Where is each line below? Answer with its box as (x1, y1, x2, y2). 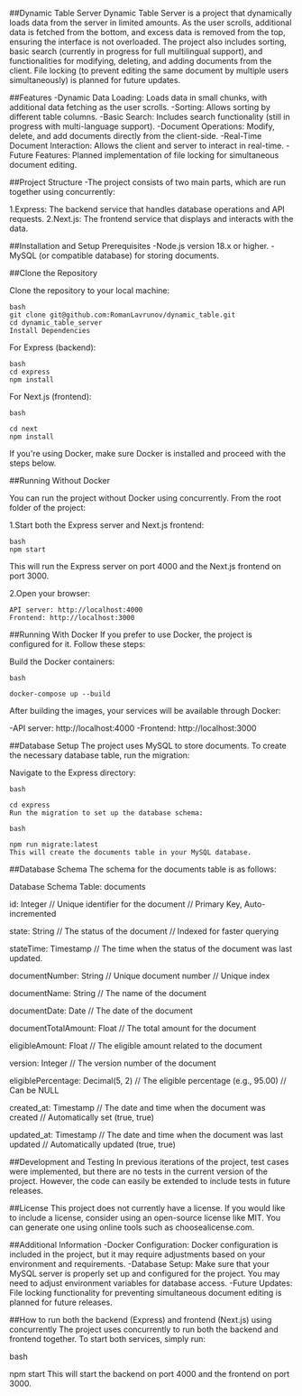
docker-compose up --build (9, 689, 111, 698)
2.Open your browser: (9, 588, 91, 598)
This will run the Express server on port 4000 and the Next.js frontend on (9, 561, 282, 571)
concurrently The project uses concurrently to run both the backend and (9, 1324, 279, 1335)
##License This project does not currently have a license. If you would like (9, 1203, 286, 1213)
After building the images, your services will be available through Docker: (9, 706, 281, 716)
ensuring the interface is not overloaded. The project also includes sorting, (9, 36, 287, 47)
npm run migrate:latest (9, 840, 99, 849)
